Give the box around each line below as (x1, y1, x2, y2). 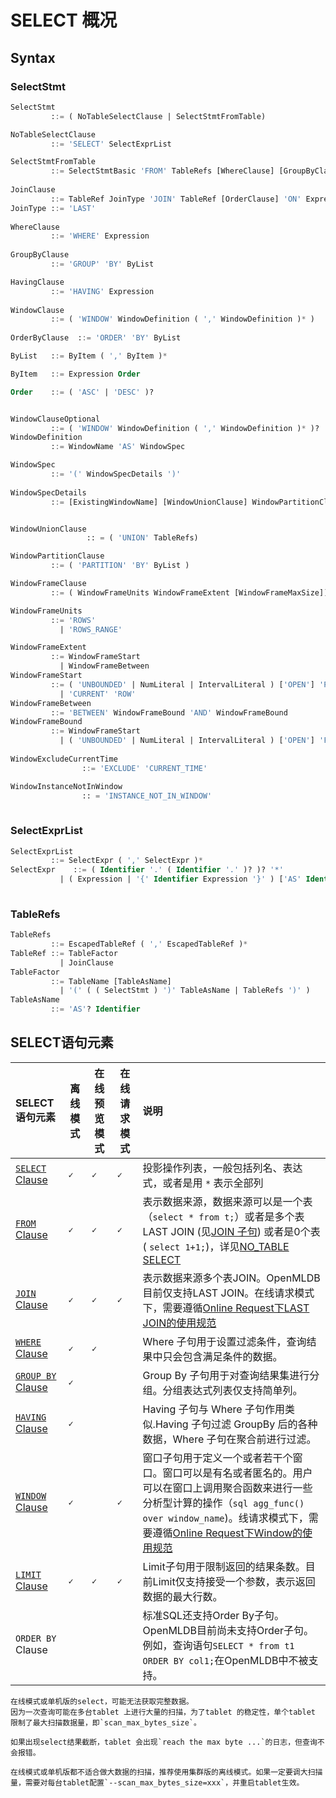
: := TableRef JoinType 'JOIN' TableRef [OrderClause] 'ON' (50, 194, 302, 204)
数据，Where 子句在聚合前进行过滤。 (142, 1432, 317, 1446)
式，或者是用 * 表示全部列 (142, 1176, 264, 1190)
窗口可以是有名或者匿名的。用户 (162, 1466, 313, 1480)
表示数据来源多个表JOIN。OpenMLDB (142, 1271, 321, 1285)
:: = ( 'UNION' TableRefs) (86, 533, 199, 543)
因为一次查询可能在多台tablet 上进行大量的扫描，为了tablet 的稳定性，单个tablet (10, 1707, 317, 1717)
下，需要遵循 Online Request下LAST (142, 1301, 310, 1315)
